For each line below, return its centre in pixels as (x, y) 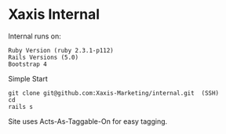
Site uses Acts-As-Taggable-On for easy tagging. (88, 121)
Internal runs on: (35, 36)
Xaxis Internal (54, 14)
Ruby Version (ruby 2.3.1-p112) (61, 50)
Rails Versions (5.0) (44, 57)
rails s (21, 107)
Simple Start (28, 78)
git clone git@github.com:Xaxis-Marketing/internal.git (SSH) (114, 93)
